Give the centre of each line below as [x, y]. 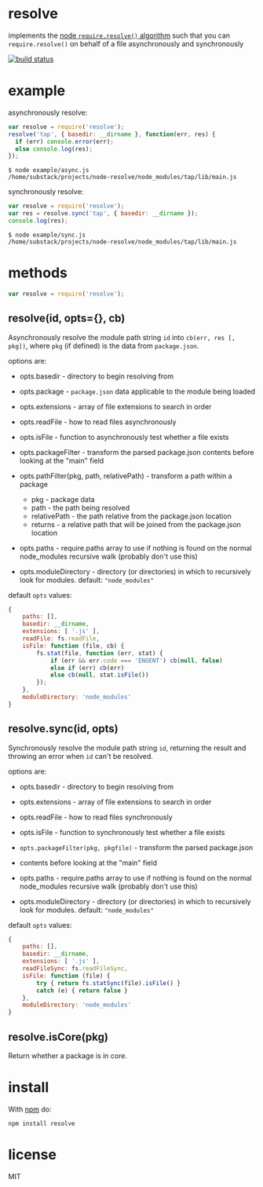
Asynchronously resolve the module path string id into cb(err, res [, [122, 337]
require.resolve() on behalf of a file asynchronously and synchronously [126, 43]
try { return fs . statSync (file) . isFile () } [108, 983]
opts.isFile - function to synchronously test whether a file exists [122, 832]
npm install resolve [42, 1123]
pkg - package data [63, 499]
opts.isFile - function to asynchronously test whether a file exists [124, 437]
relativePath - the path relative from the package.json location [131, 516]
